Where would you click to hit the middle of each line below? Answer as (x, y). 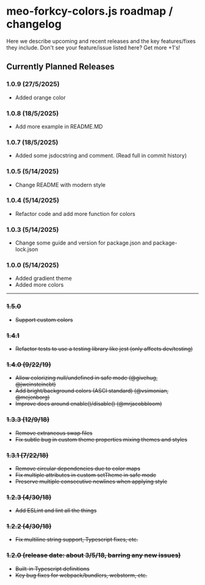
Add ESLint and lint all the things (56, 511)
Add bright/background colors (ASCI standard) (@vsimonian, (92, 391)
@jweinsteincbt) (35, 384)
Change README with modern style (60, 185)
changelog (34, 24)
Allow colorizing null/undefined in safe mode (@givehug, (86, 378)
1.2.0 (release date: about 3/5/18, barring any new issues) (94, 555)
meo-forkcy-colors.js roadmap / (90, 11)
